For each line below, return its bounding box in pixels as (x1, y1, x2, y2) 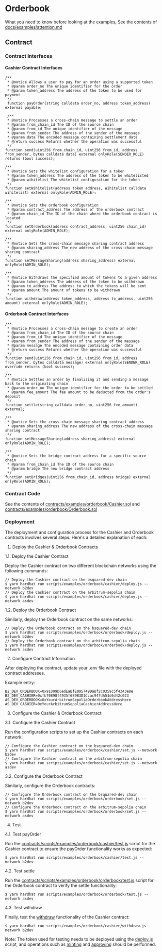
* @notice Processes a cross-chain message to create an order (7, 326, 138, 331)
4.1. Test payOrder (5, 831, 42, 837)
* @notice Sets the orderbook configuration (7, 203, 98, 208)
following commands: (5, 568, 48, 574)
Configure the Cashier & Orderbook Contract (12, 710, 102, 716)
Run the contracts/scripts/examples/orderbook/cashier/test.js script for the (5, 841, 155, 847)
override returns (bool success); (5, 364, 75, 369)
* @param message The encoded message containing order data (7, 343, 133, 348)
